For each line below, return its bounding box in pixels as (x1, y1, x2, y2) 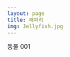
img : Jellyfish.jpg (7, 23, 64, 30)
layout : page (7, 10, 45, 17)
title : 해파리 (7, 16, 44, 23)
